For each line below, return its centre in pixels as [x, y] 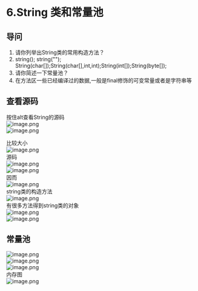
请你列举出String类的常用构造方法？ [60, 52]
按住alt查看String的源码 [35, 117]
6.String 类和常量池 [55, 12]
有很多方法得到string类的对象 [43, 205]
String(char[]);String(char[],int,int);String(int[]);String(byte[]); [91, 65]
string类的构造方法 [29, 191]
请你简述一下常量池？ [41, 73]
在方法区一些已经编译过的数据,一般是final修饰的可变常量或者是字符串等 [103, 80]
